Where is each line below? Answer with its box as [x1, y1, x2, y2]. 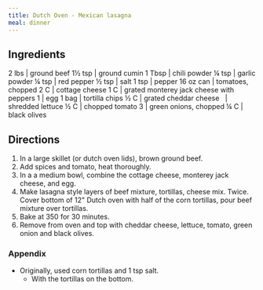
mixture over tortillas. [19, 204, 89, 213]
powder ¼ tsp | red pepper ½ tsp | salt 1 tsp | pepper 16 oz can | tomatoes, [8, 77, 249, 86]
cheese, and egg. [19, 179, 76, 188]
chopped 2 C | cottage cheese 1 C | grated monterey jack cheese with [8, 85, 235, 95]
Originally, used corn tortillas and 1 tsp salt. [19, 266, 159, 275]
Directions [8, 132, 60, 146]
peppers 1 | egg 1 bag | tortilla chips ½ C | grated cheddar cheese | [8, 93, 228, 103]
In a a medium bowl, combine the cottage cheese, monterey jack [19, 170, 229, 180]
